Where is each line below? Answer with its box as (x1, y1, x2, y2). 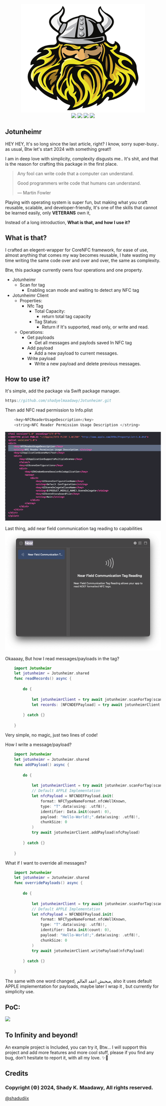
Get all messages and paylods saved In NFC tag (34, 339, 132, 345)
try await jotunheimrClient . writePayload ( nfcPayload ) (31, 948, 145, 953)
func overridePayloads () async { (14, 880, 83, 885)
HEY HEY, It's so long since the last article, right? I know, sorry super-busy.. (5, 140, 159, 147)
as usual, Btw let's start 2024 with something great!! (5, 146, 112, 152)
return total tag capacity (41, 313, 91, 319)
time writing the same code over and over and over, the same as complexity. (5, 257, 161, 263)
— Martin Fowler (17, 189, 51, 195)
